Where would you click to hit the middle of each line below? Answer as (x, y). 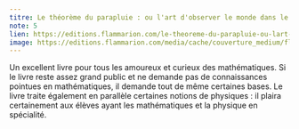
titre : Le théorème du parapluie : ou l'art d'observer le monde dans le (149, 17)
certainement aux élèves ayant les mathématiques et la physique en (133, 105)
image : (21, 42)
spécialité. (28, 115)
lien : (19, 34)
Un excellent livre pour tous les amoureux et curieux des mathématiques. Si (148, 68)
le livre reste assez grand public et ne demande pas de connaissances (138, 77)
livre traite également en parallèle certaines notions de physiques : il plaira (145, 96)
